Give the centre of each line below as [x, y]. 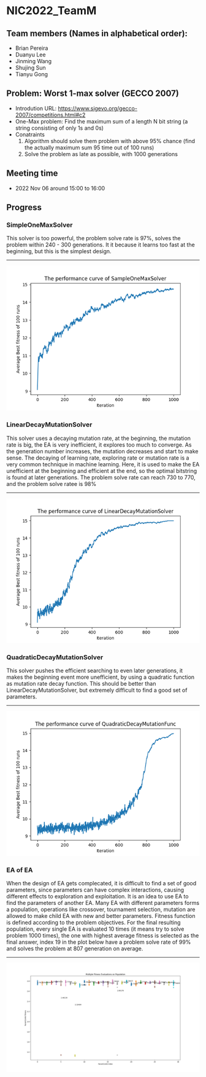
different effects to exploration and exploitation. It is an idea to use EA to [97, 896]
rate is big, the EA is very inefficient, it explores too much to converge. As [99, 445]
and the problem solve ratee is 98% [51, 484]
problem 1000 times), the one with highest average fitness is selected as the [103, 936]
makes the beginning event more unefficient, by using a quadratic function [101, 677]
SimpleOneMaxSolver [40, 225]
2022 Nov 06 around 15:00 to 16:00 [60, 188]
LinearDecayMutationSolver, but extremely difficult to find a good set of [97, 690]
